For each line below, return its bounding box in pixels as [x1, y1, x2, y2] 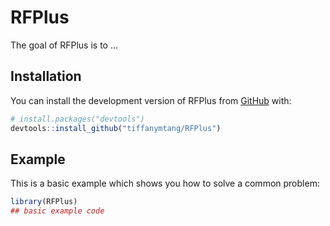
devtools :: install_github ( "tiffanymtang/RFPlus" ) [10, 123, 222, 133]
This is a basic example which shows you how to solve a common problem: [10, 177, 320, 190]
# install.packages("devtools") [10, 114, 145, 124]
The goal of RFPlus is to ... [10, 39, 119, 51]
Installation [10, 68, 82, 85]
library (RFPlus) [10, 197, 78, 207]
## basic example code [10, 206, 105, 216]
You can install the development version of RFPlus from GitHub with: [10, 94, 292, 106]
